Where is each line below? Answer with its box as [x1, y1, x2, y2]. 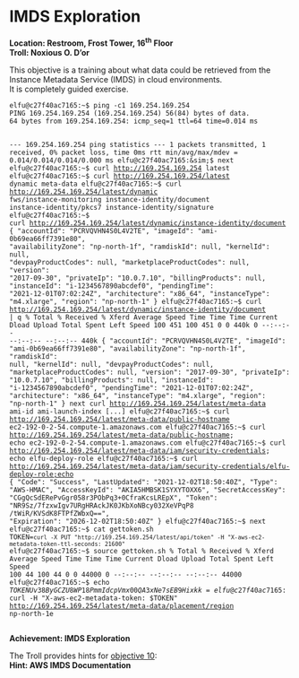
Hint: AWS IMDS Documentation [9, 659, 132, 670]
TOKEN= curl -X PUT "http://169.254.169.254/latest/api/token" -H [9, 532, 225, 542]
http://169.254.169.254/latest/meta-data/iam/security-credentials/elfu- [9, 462, 291, 471]
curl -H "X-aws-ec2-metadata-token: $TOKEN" [9, 594, 178, 603]
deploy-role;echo [9, 469, 74, 479]
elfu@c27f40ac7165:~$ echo [9, 578, 110, 587]
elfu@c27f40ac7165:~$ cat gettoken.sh [9, 525, 154, 534]
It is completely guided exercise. [9, 83, 129, 94]
